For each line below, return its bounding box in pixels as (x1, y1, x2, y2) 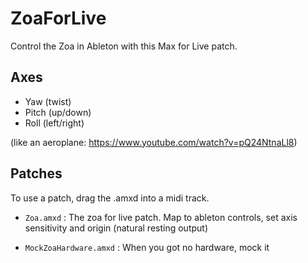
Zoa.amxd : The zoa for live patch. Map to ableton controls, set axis (24, 211, 298, 223)
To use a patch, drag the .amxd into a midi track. (10, 192, 210, 204)
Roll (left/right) (24, 117, 85, 129)
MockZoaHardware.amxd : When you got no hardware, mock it (24, 241, 270, 253)
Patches (10, 165, 63, 182)
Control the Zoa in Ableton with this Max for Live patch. (10, 40, 238, 52)
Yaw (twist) (24, 95, 72, 107)
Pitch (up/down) (24, 106, 92, 118)
